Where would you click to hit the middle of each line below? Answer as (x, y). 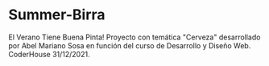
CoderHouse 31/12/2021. (49, 54)
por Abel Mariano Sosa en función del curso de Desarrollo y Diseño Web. (130, 45)
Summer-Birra (57, 15)
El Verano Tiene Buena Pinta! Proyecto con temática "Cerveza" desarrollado (134, 37)
